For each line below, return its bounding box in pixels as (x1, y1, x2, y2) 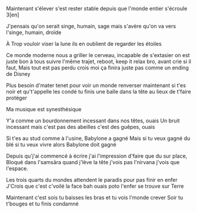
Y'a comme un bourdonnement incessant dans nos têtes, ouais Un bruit (6, 117, 180, 124)
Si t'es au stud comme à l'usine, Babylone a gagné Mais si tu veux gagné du (6, 135, 191, 142)
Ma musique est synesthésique (6, 106, 82, 112)
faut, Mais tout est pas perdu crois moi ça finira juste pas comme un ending (6, 64, 189, 71)
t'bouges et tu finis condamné (6, 200, 79, 207)
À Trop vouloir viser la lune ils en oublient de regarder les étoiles (6, 41, 162, 47)
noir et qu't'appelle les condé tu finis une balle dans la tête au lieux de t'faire (6, 88, 191, 95)
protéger (6, 94, 28, 101)
